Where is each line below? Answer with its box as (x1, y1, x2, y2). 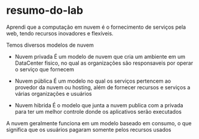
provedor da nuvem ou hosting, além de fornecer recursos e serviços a (14, 83, 191, 90)
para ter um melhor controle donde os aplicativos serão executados (14, 108, 182, 115)
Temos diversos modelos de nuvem (6, 41, 94, 49)
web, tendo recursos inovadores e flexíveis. (6, 29, 114, 37)
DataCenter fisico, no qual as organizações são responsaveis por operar (14, 59, 193, 67)
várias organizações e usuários (14, 90, 92, 97)
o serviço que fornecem (14, 65, 75, 72)
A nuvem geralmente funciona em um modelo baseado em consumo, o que (6, 119, 192, 126)
